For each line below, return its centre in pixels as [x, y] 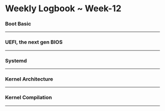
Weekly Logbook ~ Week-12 [63, 9]
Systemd [16, 61]
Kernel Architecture [29, 79]
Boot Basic [18, 24]
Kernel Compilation [29, 97]
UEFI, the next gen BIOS [34, 42]
